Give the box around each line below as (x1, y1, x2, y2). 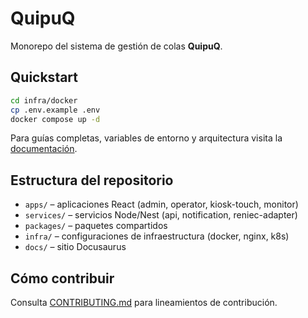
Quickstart (10, 69, 79, 86)
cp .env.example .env (10, 105, 101, 115)
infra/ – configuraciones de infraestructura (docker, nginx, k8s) (24, 230, 290, 242)
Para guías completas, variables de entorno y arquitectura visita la (10, 132, 283, 144)
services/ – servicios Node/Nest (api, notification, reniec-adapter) (24, 209, 298, 221)
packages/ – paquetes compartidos (24, 220, 168, 232)
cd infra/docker (10, 95, 78, 106)
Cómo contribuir (10, 270, 115, 287)
